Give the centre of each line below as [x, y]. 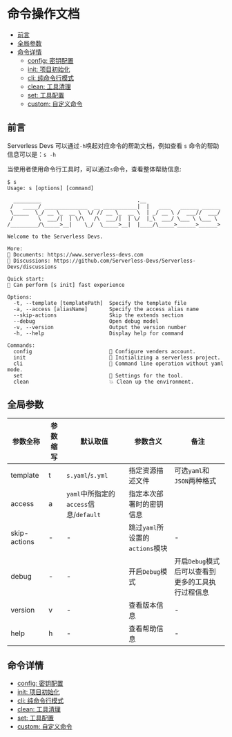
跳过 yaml [143, 528]
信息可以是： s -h [32, 154]
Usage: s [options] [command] [51, 188]
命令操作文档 [44, 14]
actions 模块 [148, 548]
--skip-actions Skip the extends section [99, 315]
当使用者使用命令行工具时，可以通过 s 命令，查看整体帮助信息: [94, 169]
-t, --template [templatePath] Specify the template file [100, 303]
